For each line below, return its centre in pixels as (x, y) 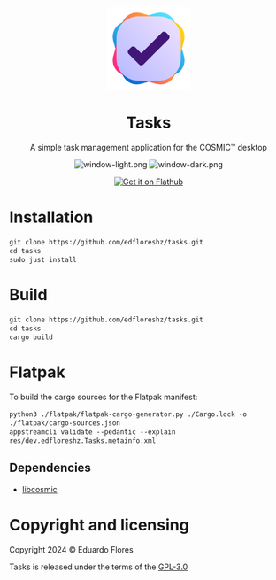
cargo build (31, 337)
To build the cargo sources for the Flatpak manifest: (103, 397)
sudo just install (43, 259)
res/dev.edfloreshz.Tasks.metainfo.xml (83, 441)
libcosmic (39, 489)
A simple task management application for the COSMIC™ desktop (149, 147)
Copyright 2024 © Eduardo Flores (72, 549)
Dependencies (50, 468)
